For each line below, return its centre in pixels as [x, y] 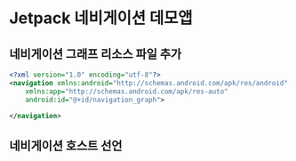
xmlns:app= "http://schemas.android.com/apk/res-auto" [127, 91]
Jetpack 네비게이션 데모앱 [101, 18]
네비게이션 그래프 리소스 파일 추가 [96, 54]
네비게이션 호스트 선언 [66, 145]
